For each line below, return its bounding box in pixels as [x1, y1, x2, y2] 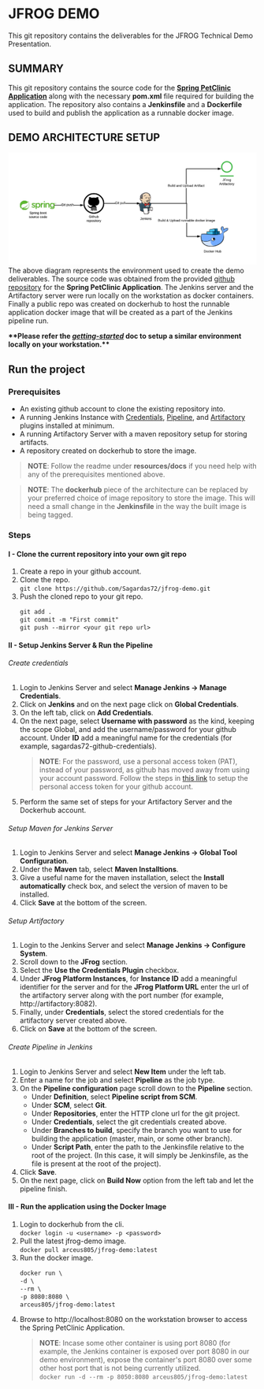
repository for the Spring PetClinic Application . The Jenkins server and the [8, 283, 254, 292]
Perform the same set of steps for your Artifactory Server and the [19, 797, 232, 807]
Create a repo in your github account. [19, 566, 142, 576]
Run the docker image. [19, 1253, 94, 1262]
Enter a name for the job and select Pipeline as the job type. [19, 1075, 215, 1084]
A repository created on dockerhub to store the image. [19, 446, 197, 455]
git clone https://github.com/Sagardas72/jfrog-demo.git [19, 585, 211, 593]
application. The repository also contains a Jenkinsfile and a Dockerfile [8, 99, 243, 109]
